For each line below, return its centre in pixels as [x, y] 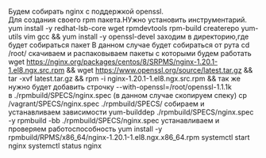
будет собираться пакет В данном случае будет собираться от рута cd [129, 45]
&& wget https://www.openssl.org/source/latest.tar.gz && [160, 70]
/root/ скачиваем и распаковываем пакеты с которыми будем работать [130, 53]
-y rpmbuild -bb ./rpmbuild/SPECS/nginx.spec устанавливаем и [114, 120]
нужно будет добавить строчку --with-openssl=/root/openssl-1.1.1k [120, 87]
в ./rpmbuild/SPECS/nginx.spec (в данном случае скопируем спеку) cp [128, 95]
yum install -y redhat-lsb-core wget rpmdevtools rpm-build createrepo [124, 28]
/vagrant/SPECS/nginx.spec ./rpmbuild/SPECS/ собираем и [106, 103]
